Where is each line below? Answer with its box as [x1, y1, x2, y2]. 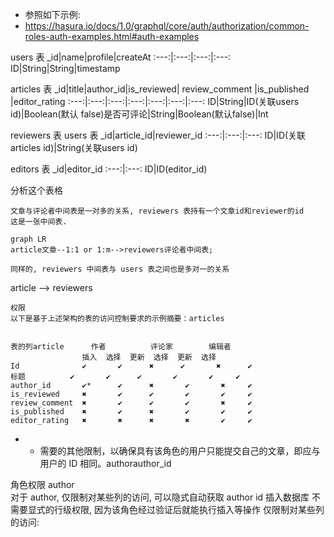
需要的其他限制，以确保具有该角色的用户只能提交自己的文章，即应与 [39, 445, 321, 457]
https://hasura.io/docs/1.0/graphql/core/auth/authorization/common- [24, 20, 310, 32]
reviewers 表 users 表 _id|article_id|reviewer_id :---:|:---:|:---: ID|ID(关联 [10, 129, 307, 141]
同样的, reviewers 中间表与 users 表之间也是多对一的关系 [10, 264, 230, 274]
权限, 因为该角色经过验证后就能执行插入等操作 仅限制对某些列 [71, 504, 325, 515]
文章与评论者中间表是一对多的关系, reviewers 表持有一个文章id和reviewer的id [10, 206, 305, 216]
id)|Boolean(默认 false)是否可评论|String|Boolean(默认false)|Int [10, 108, 269, 120]
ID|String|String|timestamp [10, 63, 121, 74]
